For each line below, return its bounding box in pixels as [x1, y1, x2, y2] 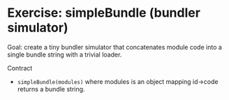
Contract [7, 64, 33, 72]
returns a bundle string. [17, 85, 85, 93]
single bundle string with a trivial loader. [7, 50, 122, 59]
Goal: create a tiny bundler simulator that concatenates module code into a [7, 43, 222, 51]
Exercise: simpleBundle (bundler [7, 5, 201, 21]
